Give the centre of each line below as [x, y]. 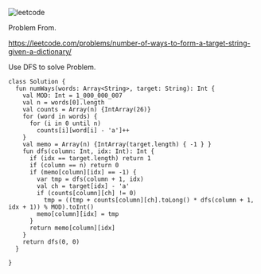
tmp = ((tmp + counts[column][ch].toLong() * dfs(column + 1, [149, 200]
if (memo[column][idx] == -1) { [83, 172]
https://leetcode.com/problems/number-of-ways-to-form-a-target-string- [129, 43]
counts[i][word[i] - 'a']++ [83, 131]
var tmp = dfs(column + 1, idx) [91, 179]
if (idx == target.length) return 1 [90, 159]
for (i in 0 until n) [65, 123]
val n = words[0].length [64, 103]
